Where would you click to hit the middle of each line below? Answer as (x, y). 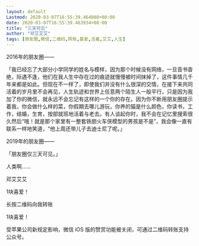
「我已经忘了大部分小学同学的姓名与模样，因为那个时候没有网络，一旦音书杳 (99, 69)
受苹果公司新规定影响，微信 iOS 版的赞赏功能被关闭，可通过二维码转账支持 (97, 229)
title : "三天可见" (27, 28)
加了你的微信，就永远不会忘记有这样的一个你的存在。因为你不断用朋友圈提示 (99, 99)
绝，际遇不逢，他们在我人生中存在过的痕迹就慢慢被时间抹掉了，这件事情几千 (99, 77)
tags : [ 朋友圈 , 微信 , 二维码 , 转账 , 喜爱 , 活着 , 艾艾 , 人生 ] (66, 39)
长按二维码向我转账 (30, 204)
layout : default (26, 12)
